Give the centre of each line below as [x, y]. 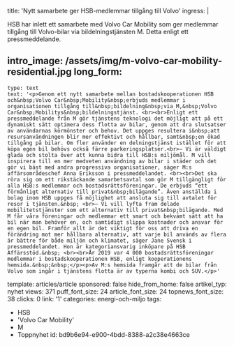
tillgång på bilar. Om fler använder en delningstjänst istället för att [117, 143]
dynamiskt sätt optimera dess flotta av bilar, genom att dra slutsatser [117, 125]
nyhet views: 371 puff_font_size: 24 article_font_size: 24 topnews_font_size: [116, 291]
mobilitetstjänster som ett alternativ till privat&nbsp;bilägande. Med [115, 210]
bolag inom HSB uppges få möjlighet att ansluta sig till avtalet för [112, 198]
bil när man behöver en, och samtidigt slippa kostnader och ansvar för [115, 222]
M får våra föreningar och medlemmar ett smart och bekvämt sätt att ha [115, 216]
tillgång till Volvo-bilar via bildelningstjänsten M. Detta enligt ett [98, 32]
